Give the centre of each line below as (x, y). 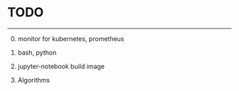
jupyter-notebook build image (61, 66)
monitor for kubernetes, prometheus (71, 38)
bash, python (37, 52)
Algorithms (34, 80)
